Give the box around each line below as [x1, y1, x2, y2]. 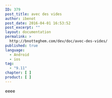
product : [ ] [5, 75, 32, 80]
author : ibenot [5, 16, 36, 21]
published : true [5, 43, 38, 48]
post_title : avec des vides [5, 12, 62, 16]
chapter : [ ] [5, 70, 32, 75]
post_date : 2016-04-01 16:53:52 [5, 20, 71, 26]
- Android [9, 52, 29, 57]
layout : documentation [5, 30, 51, 34]
